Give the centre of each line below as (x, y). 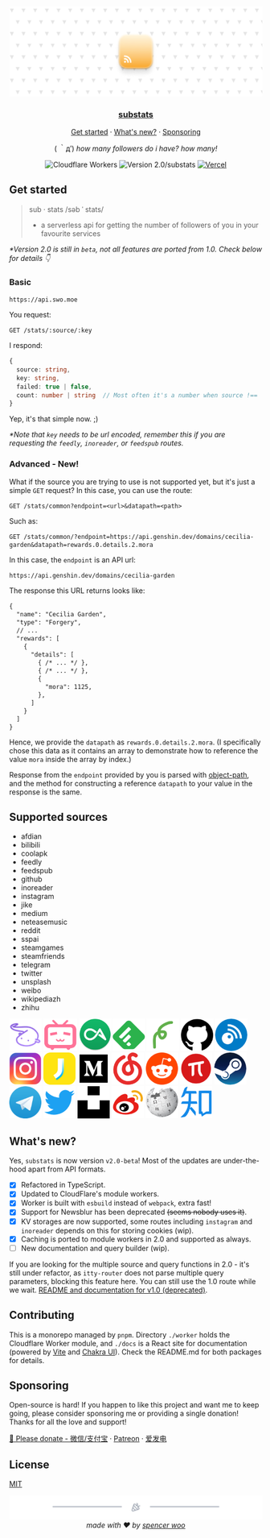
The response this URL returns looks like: (77, 591)
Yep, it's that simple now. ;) (54, 419)
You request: (30, 315)
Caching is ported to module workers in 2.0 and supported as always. (136, 1239)
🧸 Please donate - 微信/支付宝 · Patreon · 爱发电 (88, 1439)
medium (34, 914)
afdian (31, 836)
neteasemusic (44, 922)
